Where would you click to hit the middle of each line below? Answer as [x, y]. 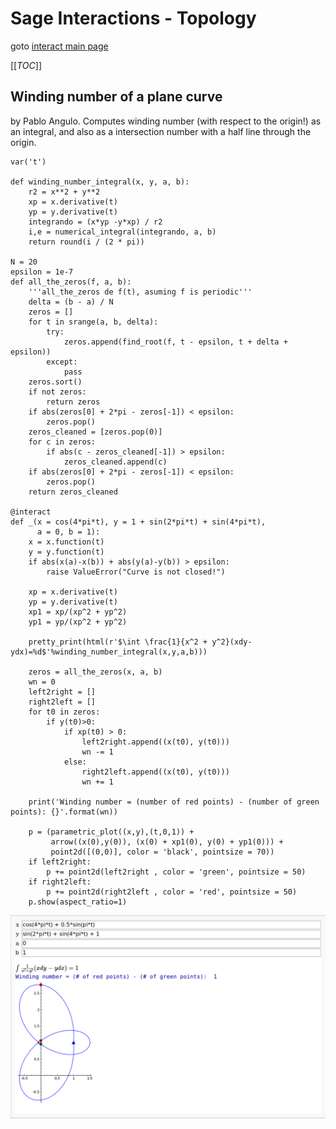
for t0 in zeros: [64, 712]
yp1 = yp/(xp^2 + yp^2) [78, 622]
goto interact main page [59, 46]
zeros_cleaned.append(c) [115, 462]
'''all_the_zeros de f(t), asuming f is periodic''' [140, 292]
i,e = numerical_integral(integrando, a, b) [122, 232]
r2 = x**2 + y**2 [64, 192]
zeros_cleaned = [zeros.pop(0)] [95, 432]
